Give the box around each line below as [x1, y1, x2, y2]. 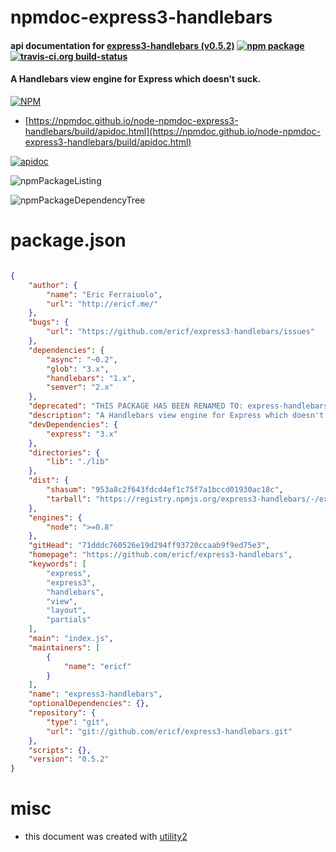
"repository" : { [28, 708, 97, 718]
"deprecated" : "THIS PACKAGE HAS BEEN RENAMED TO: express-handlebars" [28, 401, 333, 411]
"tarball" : [46, 494, 92, 504]
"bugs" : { [28, 317, 70, 328]
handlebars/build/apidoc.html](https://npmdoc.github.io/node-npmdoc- [24, 125, 321, 137]
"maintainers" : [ [28, 642, 101, 653]
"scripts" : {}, [28, 745, 92, 755]
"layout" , [46, 606, 87, 616]
